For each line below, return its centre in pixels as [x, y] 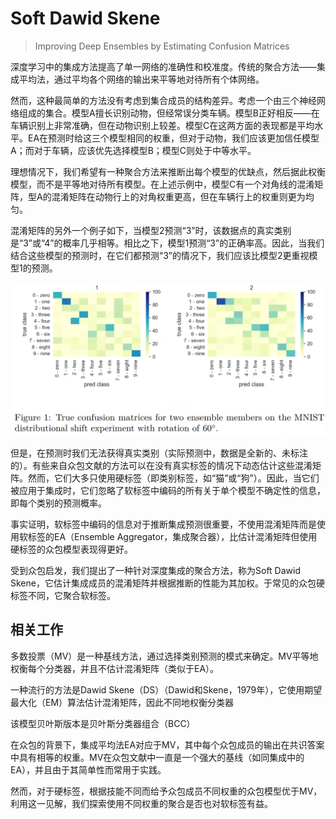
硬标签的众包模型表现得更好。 [71, 549]
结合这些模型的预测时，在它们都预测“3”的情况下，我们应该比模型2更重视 [160, 255]
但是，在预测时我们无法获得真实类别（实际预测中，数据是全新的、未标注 [159, 453]
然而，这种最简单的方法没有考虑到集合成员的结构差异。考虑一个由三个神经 [163, 100]
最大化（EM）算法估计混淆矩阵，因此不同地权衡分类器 [122, 702]
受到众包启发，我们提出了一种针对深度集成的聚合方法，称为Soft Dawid [155, 571]
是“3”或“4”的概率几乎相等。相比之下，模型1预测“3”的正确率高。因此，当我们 [167, 243]
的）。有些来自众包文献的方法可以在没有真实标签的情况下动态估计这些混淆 [161, 466]
